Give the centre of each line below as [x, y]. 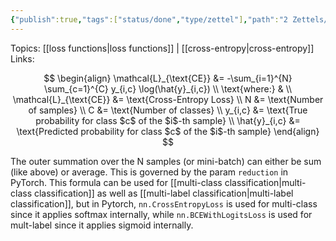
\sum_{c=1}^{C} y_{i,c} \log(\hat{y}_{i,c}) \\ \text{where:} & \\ [168, 88]
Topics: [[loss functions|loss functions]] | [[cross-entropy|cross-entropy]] [162, 48]
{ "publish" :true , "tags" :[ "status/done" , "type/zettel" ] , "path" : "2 [149, 19]
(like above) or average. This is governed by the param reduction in [149, 172]
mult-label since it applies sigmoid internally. [102, 225]
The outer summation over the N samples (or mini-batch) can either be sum [166, 161]
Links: [22, 58]
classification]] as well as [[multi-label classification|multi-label [163, 193]
